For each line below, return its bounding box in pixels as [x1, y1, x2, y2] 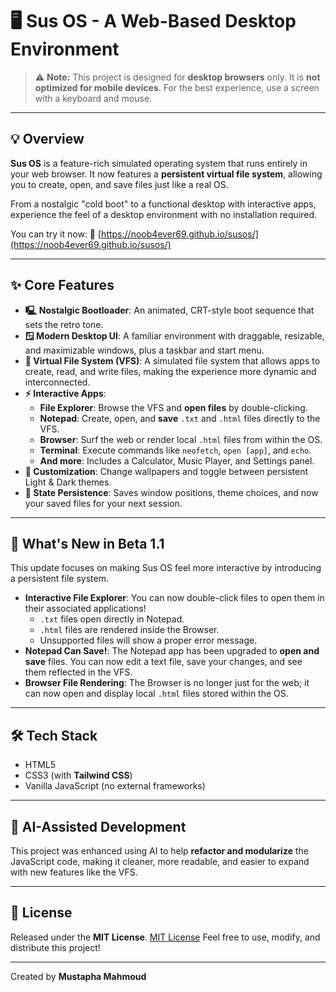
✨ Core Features [10, 277, 115, 294]
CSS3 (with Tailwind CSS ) [24, 769, 133, 782]
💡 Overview [10, 131, 85, 148]
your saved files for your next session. [24, 497, 183, 509]
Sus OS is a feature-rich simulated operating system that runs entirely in [10, 157, 308, 169]
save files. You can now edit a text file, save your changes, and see [24, 656, 303, 668]
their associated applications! [24, 603, 147, 615]
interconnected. [24, 376, 91, 388]
